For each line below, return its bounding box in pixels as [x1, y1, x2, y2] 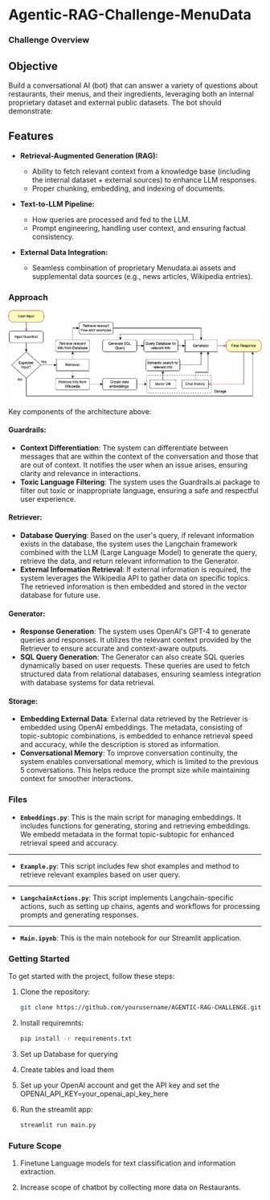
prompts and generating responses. [19, 910, 139, 919]
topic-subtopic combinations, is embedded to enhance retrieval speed [19, 731, 253, 741]
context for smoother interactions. [19, 774, 133, 783]
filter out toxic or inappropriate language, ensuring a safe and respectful [19, 485, 259, 495]
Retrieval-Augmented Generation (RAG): [19, 150, 158, 160]
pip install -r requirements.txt [19, 1034, 133, 1042]
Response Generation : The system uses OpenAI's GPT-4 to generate [19, 627, 251, 636]
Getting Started [8, 953, 70, 964]
